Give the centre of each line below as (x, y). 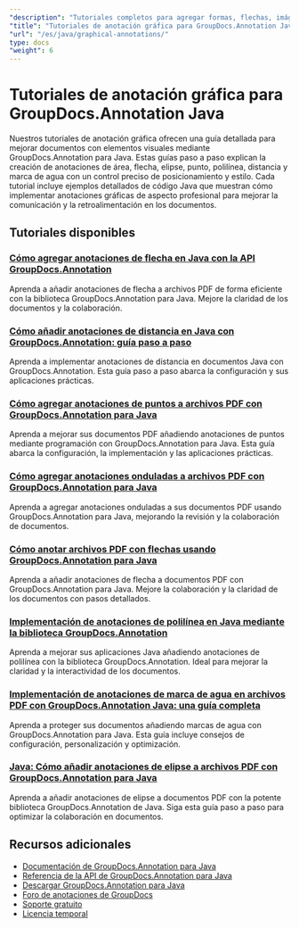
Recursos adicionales (70, 845)
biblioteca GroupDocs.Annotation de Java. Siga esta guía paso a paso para (147, 807)
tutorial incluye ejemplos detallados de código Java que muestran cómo (141, 186)
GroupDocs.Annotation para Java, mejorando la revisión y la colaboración (145, 516)
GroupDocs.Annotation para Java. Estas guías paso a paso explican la (138, 158)
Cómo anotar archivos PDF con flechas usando (113, 549)
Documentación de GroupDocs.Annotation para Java (119, 866)
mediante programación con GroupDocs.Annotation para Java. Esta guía (142, 443)
